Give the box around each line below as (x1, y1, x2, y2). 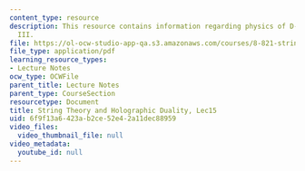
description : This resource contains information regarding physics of (9, 22, 286, 31)
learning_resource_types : (9, 55, 107, 64)
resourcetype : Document (9, 97, 100, 107)
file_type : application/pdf (9, 47, 116, 56)
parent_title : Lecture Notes (9, 81, 120, 90)
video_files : (9, 123, 59, 132)
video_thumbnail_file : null (17, 131, 124, 140)
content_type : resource (9, 13, 100, 23)
